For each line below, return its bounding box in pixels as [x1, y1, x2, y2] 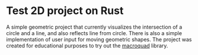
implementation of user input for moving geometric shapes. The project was [6, 36, 192, 43]
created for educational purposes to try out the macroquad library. [6, 42, 168, 49]
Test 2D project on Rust [6, 4, 124, 18]
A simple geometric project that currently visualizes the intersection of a [6, 23, 183, 30]
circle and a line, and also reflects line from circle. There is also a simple [6, 29, 183, 36]
